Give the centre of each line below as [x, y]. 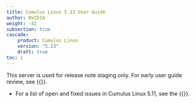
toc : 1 [15, 58]
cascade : [18, 35]
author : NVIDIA [26, 18]
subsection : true [29, 29]
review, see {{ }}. [27, 82]
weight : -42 [22, 23]
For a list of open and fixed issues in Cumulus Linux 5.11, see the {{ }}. [103, 93]
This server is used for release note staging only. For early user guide [94, 75]
